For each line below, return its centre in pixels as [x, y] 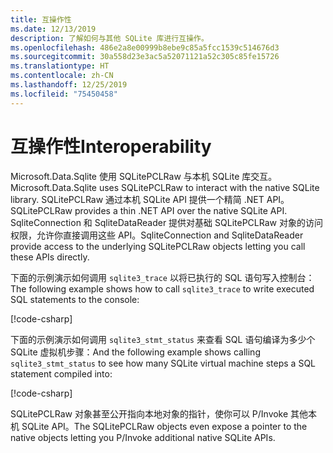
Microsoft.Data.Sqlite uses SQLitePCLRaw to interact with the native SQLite [165, 187]
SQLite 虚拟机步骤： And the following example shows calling [135, 352]
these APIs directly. [50, 257]
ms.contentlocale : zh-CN [62, 76]
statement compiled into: [61, 373]
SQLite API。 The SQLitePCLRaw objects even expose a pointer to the [164, 426]
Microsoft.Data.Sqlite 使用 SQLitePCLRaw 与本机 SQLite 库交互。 [144, 176]
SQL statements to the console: [75, 299]
